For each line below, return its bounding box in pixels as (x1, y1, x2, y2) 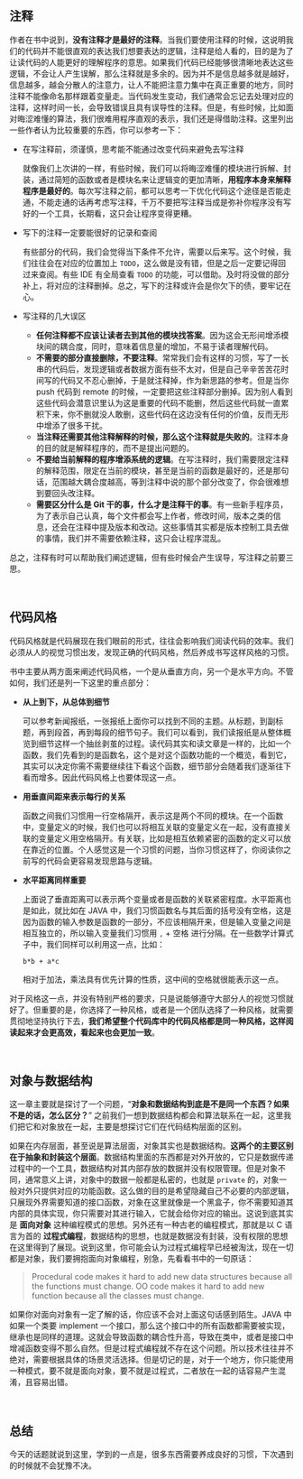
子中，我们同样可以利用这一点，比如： (22, 938, 165, 949)
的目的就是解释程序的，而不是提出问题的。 (35, 442, 195, 453)
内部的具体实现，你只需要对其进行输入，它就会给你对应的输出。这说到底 (9, 1208, 278, 1219)
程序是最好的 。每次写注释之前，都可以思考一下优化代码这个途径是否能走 (22, 185, 291, 196)
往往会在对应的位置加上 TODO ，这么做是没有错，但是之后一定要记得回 (30, 257, 287, 268)
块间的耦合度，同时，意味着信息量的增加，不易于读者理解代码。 (35, 341, 273, 352)
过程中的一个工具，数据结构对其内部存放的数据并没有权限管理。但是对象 (9, 1163, 278, 1174)
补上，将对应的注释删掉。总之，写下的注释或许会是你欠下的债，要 (22, 280, 268, 291)
